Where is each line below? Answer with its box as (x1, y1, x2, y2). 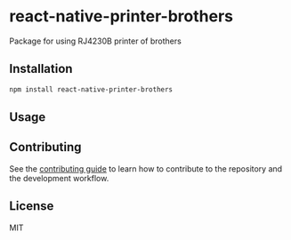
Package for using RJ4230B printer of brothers (9, 36, 182, 46)
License (9, 198, 54, 214)
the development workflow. (9, 172, 109, 183)
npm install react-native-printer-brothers (9, 84, 174, 94)
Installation (9, 61, 73, 76)
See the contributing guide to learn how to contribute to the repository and (9, 163, 283, 174)
